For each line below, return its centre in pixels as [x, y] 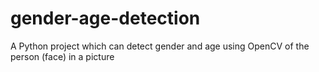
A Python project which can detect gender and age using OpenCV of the [160, 46]
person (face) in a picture [62, 56]
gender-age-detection [105, 18]
